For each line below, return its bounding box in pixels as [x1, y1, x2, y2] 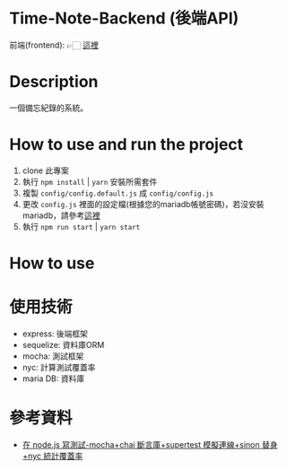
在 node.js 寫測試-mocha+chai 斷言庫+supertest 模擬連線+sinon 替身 [22, 439, 278, 449]
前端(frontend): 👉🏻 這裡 [9, 39, 99, 50]
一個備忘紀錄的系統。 [9, 102, 88, 113]
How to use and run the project [9, 135, 244, 155]
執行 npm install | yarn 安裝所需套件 [22, 176, 158, 187]
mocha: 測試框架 [22, 351, 84, 361]
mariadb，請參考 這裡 [22, 210, 100, 221]
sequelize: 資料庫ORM [22, 339, 105, 350]
